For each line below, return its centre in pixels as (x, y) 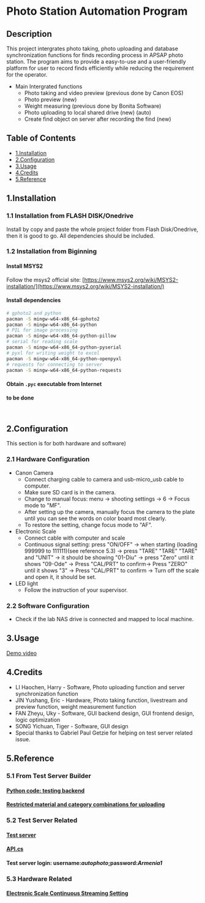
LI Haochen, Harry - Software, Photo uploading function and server (100, 687)
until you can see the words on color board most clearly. (95, 518)
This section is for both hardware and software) (66, 444)
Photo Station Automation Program (97, 11)
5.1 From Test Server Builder (49, 776)
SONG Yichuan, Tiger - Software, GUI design (72, 726)
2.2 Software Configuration (48, 606)
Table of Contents (41, 138)
